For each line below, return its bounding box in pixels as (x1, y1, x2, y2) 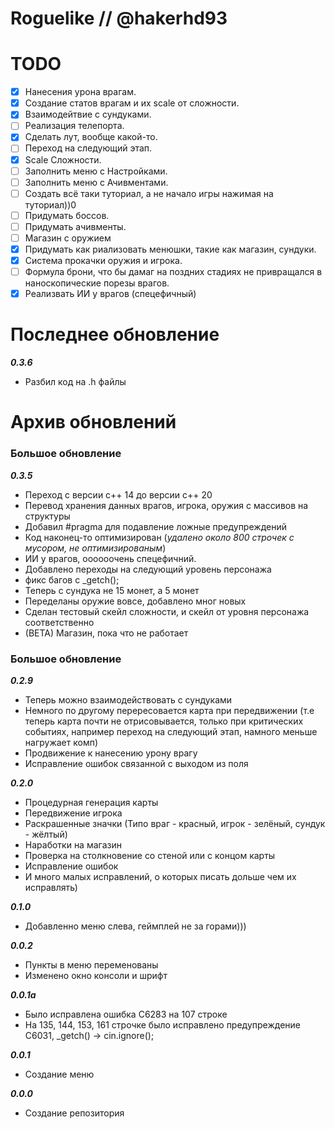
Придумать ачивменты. (24, 220, 127, 232)
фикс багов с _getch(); (24, 573, 120, 586)
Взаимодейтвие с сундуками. (24, 108, 152, 121)
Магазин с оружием (24, 232, 112, 244)
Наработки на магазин (24, 838, 122, 851)
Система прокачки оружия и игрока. (24, 255, 183, 266)
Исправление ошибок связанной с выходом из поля (24, 757, 249, 769)
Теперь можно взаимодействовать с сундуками (24, 693, 233, 706)
